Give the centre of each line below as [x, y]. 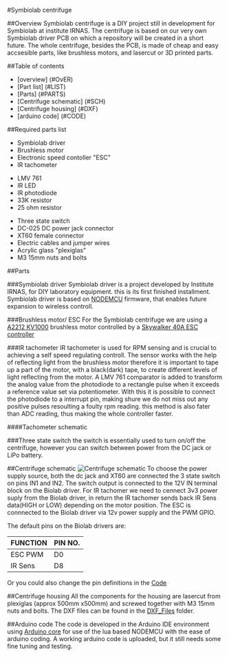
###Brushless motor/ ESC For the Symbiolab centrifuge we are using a [107, 320]
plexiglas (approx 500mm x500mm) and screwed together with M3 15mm [111, 604]
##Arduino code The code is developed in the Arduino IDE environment [108, 624]
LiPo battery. [25, 455]
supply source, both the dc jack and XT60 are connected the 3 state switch [114, 476]
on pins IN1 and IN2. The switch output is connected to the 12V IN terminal [112, 483]
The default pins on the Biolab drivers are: [67, 526]
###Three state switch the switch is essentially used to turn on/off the [107, 440]
